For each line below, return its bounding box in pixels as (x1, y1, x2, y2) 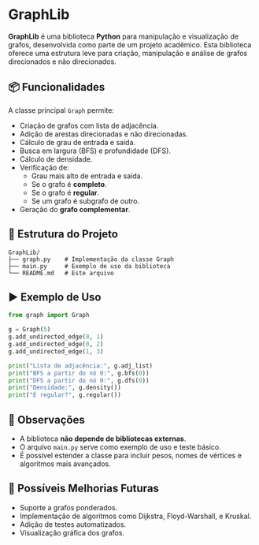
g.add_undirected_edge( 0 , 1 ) (8, 333, 104, 341)
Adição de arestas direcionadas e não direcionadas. (19, 129, 189, 139)
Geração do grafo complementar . (19, 204, 131, 214)
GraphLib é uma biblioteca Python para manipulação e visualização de (8, 32, 239, 41)
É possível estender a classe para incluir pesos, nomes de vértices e (19, 450, 242, 460)
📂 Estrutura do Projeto (8, 227, 118, 241)
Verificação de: (19, 162, 69, 172)
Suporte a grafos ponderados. (19, 502, 118, 512)
